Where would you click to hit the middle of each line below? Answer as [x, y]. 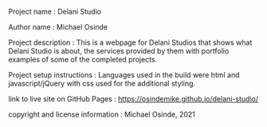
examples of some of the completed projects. [83, 60]
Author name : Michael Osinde [58, 27]
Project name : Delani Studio [55, 12]
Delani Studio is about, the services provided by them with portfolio [119, 51]
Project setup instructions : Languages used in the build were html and [124, 75]
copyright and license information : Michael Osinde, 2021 [102, 114]
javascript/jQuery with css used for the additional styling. [102, 83]
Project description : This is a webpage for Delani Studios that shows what [130, 42]
